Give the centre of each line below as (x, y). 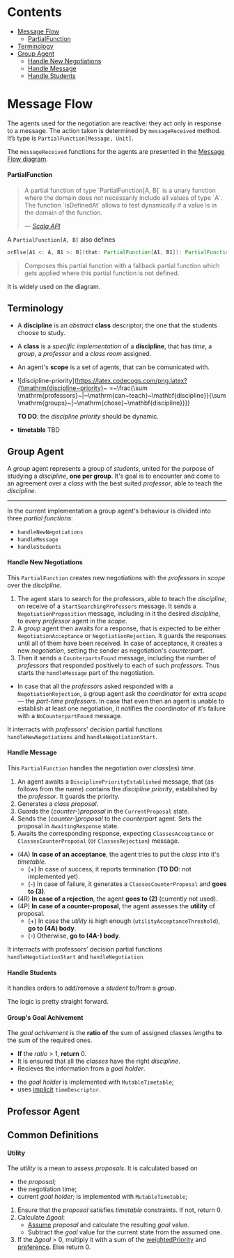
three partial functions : (40, 518)
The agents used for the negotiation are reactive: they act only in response (114, 123)
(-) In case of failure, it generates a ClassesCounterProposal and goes (127, 884)
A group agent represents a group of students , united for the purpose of (111, 468)
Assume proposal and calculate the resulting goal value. (108, 1225)
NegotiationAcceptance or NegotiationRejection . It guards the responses (122, 635)
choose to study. (41, 332)
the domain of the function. (63, 212)
